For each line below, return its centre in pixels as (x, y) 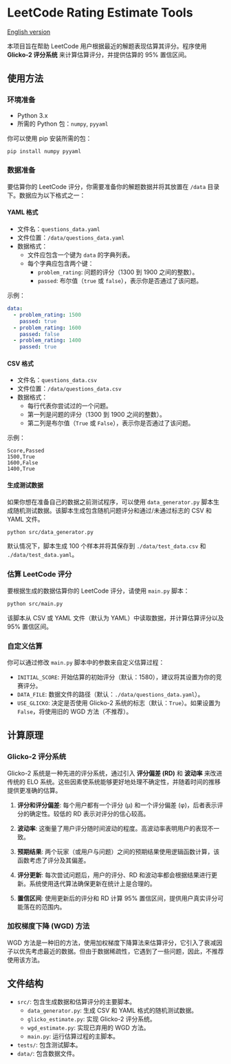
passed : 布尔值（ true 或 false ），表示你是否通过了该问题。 (120, 280)
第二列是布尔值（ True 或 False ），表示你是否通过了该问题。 (111, 423)
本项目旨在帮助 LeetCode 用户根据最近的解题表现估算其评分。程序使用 (107, 46)
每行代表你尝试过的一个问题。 (69, 406)
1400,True (21, 469)
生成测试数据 (25, 485)
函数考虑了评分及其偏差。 (53, 860)
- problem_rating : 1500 (47, 315)
